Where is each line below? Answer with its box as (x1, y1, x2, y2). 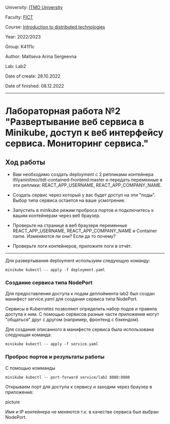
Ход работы (5, 158, 46, 166)
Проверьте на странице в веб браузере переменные (12, 223, 127, 228)
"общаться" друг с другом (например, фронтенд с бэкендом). (5, 316, 140, 323)
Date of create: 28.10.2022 (5, 73, 61, 79)
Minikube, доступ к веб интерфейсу (5, 127, 163, 138)
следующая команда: (5, 332, 52, 338)
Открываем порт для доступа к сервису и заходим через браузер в (5, 383, 152, 390)
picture (5, 399, 20, 405)
